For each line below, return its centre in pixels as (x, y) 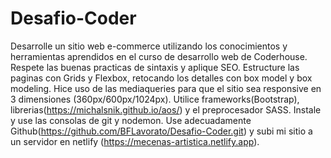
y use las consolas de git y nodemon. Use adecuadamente (131, 120)
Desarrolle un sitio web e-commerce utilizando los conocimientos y (149, 46)
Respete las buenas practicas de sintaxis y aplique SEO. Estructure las (155, 67)
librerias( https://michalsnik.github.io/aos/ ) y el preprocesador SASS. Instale (166, 109)
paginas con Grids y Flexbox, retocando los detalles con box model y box (161, 78)
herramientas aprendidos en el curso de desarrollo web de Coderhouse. (159, 56)
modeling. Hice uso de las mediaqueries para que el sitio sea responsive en (166, 88)
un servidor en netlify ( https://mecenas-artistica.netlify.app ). (135, 141)
